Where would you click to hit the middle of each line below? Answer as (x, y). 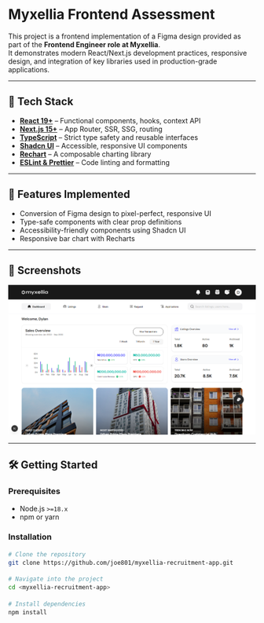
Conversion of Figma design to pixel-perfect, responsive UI (115, 213)
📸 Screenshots (45, 270)
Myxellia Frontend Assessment (112, 15)
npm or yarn (39, 517)
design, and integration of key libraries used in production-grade (113, 61)
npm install (27, 612)
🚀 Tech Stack (41, 102)
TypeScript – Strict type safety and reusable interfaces (109, 137)
